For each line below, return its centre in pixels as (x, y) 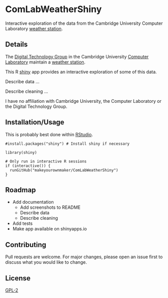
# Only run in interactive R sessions (46, 161)
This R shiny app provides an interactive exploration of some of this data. (81, 72)
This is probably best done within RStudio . (49, 134)
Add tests (22, 223)
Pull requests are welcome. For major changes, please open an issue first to (84, 257)
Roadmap (21, 190)
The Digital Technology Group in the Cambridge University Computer (77, 56)
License (18, 278)
